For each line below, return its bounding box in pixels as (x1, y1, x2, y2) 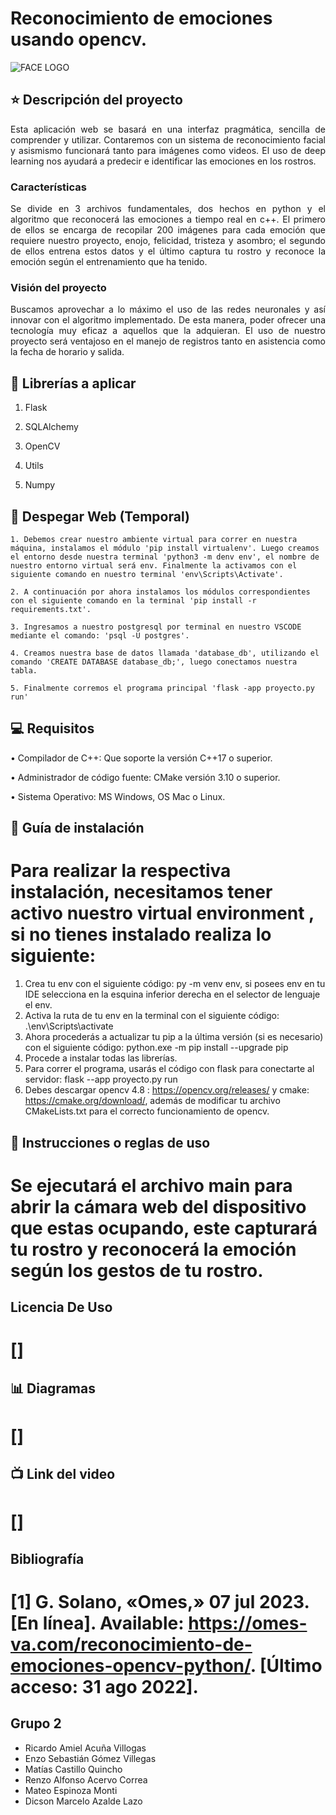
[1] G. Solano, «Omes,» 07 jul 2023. (10, 1591, 310, 1613)
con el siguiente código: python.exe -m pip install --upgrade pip (24, 1042, 289, 1054)
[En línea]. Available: (10, 1612, 185, 1634)
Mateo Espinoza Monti (24, 1784, 118, 1796)
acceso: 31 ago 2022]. (10, 1676, 199, 1698)
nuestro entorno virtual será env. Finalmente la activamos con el (10, 560, 298, 571)
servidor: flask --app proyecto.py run (24, 1073, 178, 1086)
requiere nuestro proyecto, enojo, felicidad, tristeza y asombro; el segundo (10, 235, 326, 247)
